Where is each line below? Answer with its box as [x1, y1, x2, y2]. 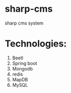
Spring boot [12, 60, 37, 66]
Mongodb [12, 65, 33, 72]
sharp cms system [5, 20, 44, 26]
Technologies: [5, 38, 67, 50]
